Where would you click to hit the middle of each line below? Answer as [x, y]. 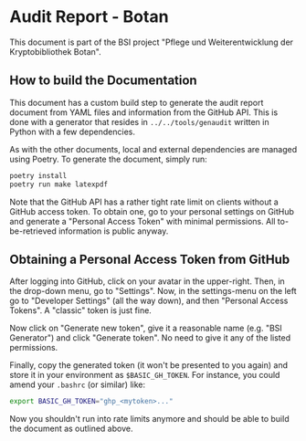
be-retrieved [33, 231]
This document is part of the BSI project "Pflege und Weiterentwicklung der [152, 42]
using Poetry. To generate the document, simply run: [108, 159]
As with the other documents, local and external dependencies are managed [153, 149]
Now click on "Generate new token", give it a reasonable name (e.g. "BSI [146, 328]
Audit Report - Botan [89, 17]
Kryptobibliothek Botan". [56, 51]
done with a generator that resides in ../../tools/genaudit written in [139, 121]
